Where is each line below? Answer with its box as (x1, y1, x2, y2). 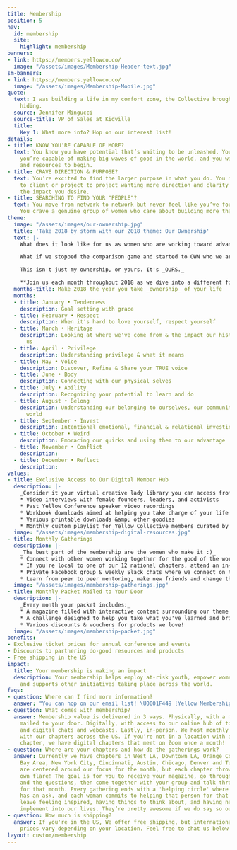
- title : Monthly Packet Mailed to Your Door (7, 588, 143, 595)
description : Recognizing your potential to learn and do (20, 391, 194, 398)
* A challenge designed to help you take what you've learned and (20, 614, 219, 621)
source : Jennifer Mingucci (13, 109, 93, 116)
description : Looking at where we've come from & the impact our (20, 332, 217, 339)
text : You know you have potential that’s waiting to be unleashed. (13, 149, 219, 156)
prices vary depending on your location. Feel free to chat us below (20, 825, 229, 832)
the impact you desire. (20, 188, 90, 195)
